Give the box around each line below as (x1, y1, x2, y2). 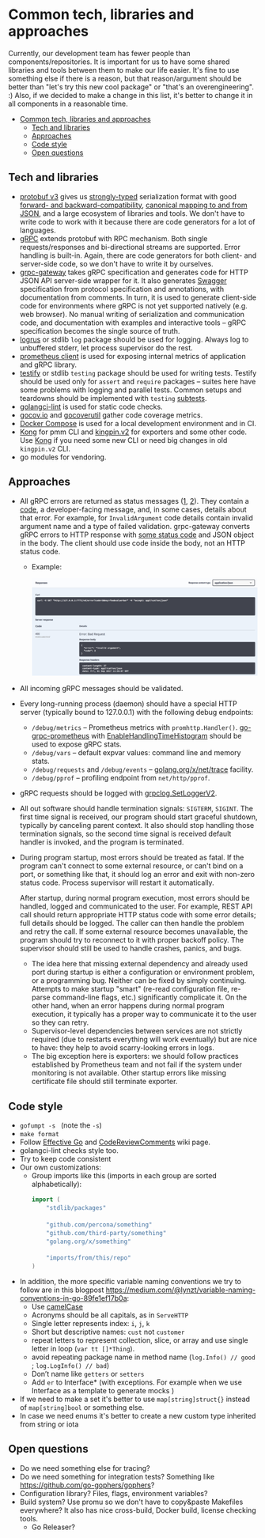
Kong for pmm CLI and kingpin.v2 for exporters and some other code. (19, 427, 248, 436)
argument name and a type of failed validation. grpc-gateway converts (19, 521, 251, 531)
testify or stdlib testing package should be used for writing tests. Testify (19, 368, 257, 377)
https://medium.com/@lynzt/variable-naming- (105, 1285, 256, 1294)
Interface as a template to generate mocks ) (31, 1386, 175, 1396)
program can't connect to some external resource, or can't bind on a (19, 861, 244, 871)
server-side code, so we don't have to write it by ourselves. (19, 259, 214, 268)
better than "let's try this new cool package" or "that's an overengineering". (8, 81, 255, 92)
